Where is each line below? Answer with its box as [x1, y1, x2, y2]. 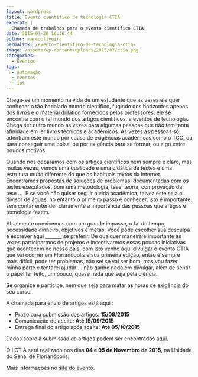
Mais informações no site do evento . [6, 365, 95, 371]
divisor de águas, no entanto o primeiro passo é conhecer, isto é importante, [6, 196, 192, 203]
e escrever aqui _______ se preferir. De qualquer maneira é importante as [6, 233, 181, 240]
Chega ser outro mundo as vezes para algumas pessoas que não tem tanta [6, 122, 189, 128]
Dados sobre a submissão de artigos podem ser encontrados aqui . [6, 335, 168, 342]
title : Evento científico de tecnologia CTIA [6, 14, 120, 20]
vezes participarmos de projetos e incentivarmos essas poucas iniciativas [6, 239, 186, 246]
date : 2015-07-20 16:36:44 [6, 31, 73, 37]
